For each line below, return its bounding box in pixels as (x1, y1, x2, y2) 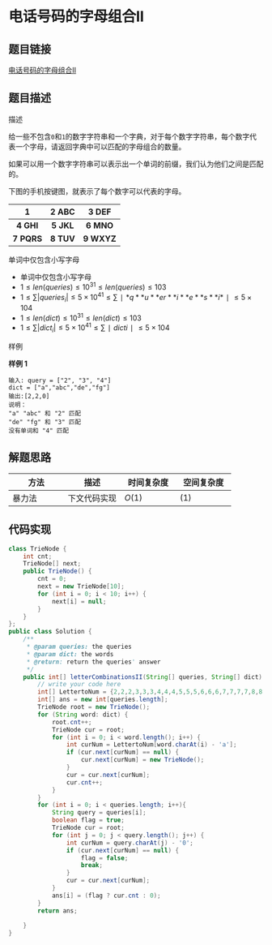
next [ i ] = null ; (51, 597, 107, 605)
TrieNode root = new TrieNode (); (37, 703, 151, 711)
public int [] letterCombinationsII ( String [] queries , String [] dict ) (23, 672, 263, 681)
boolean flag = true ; (51, 816, 125, 824)
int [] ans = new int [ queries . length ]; (37, 695, 168, 704)
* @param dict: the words (26, 650, 114, 658)
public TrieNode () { (23, 567, 92, 576)
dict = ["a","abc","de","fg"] (8, 384, 111, 392)
